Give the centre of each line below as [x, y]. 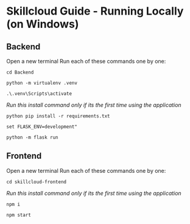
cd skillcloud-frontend [37, 182]
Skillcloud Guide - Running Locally [95, 11]
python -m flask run [33, 138]
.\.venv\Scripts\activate [39, 94]
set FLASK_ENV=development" [42, 127]
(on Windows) [43, 24]
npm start [19, 215]
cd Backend [20, 72]
